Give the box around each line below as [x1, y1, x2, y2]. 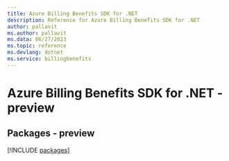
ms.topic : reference [7, 42, 67, 49]
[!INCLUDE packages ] [7, 146, 70, 154]
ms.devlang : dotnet [7, 49, 64, 56]
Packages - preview [7, 128, 95, 139]
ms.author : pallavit [7, 29, 67, 37]
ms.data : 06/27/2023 [7, 36, 67, 43]
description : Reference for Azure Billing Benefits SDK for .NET [7, 17, 200, 24]
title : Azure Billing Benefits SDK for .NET [7, 10, 138, 17]
